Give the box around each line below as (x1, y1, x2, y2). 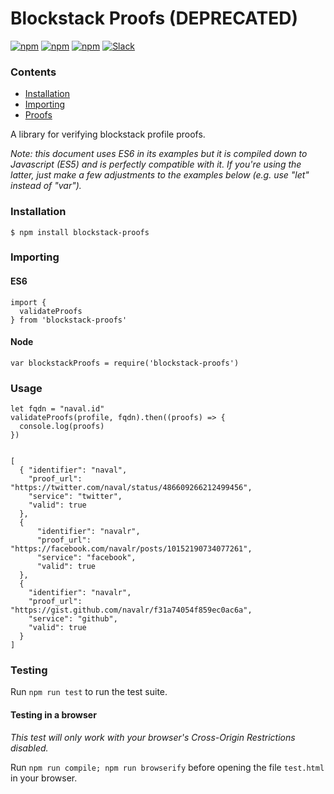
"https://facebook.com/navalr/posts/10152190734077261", (10, 544, 253, 554)
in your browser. (10, 772, 78, 784)
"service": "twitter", (28, 492, 123, 502)
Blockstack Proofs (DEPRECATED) (10, 7, 298, 30)
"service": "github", (28, 614, 118, 624)
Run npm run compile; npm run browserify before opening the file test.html (10, 761, 325, 773)
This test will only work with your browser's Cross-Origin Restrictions (10, 731, 296, 743)
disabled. (10, 742, 49, 754)
